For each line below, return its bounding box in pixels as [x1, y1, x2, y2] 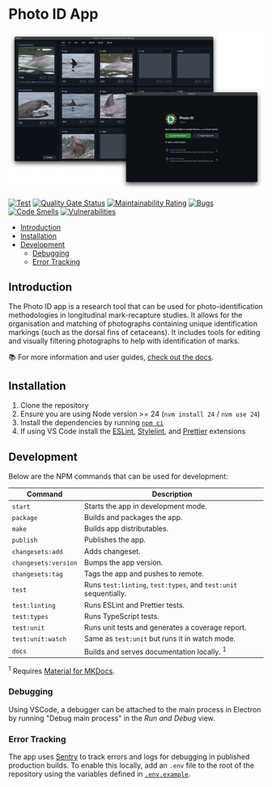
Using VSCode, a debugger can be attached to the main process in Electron [8, 704, 261, 714]
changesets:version [11, 559, 78, 567]
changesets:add [11, 548, 63, 556]
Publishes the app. [83, 535, 146, 544]
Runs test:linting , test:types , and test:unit [83, 580, 238, 590]
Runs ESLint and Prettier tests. [83, 600, 185, 609]
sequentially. [83, 589, 127, 599]
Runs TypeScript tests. [83, 611, 159, 621]
